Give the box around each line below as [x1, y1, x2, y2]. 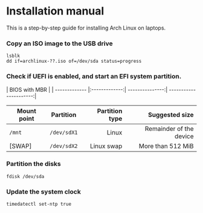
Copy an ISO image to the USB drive [6, 39, 113, 48]
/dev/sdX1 [50, 129, 78, 136]
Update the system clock [6, 187, 82, 196]
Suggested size [147, 110, 194, 119]
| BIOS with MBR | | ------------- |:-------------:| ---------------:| [6, 86, 168, 93]
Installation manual [6, 4, 105, 18]
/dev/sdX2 [50, 142, 78, 149]
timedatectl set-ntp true [6, 201, 71, 208]
